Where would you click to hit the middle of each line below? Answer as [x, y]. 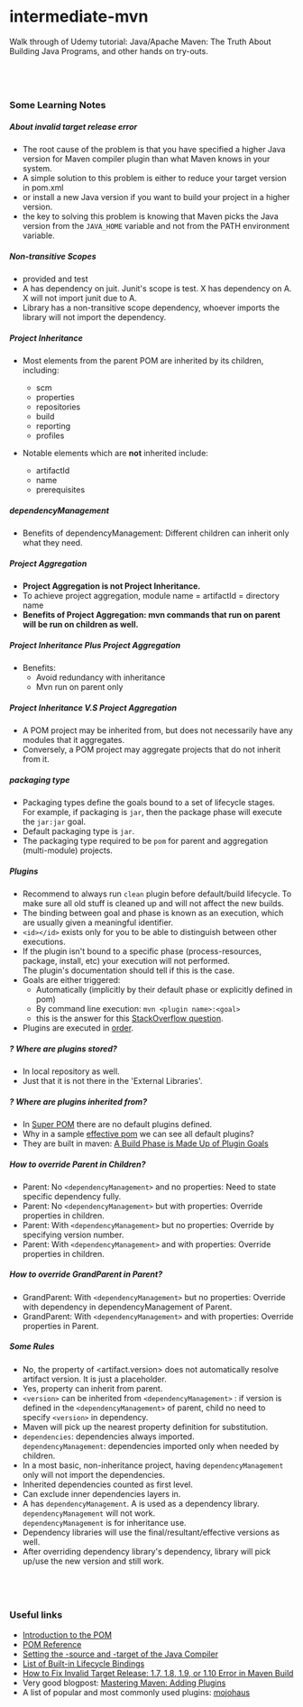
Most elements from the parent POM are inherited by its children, [143, 361]
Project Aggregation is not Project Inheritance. [111, 586]
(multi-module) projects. [67, 850]
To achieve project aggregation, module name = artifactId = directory [151, 596]
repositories [58, 407]
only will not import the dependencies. [93, 1474]
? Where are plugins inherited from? [78, 1101]
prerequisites [60, 490]
